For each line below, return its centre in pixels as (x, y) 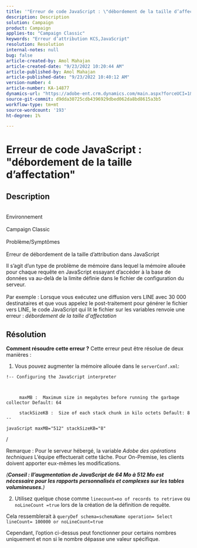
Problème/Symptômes (33, 242)
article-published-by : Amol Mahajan (51, 72)
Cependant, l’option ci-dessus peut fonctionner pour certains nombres (91, 533)
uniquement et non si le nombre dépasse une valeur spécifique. (83, 539)
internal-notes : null (33, 50)
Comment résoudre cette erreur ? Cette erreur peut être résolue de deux (95, 348)
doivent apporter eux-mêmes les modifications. (64, 463)
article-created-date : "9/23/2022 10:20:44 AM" (65, 66)
